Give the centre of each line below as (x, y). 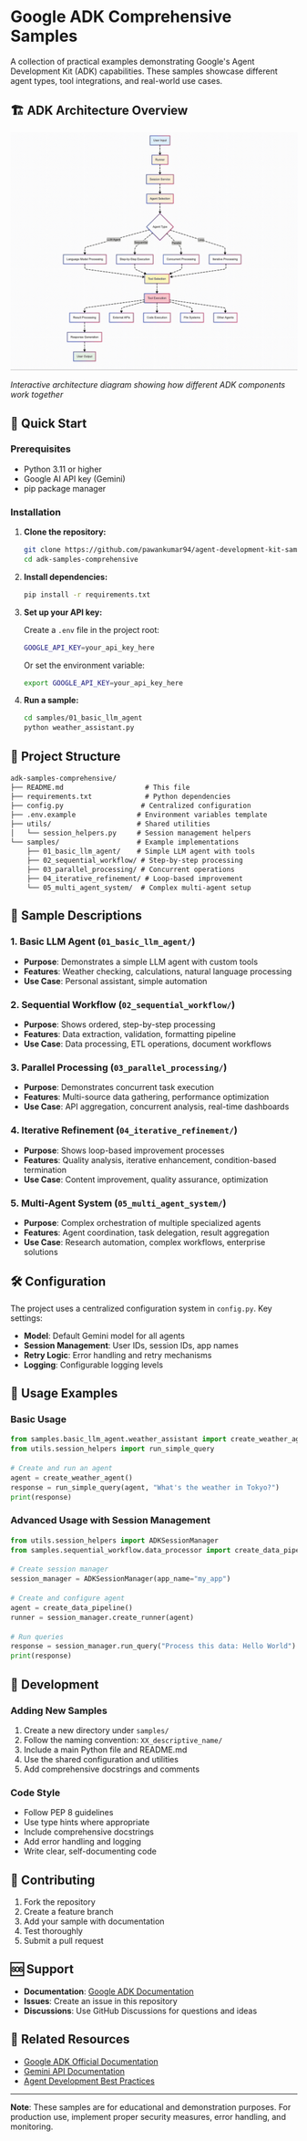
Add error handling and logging (82, 1842)
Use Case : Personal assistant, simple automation (115, 981)
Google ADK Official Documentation (91, 2061)
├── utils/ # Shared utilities (110, 824)
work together (37, 395)
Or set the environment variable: (84, 665)
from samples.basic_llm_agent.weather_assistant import (118, 1439)
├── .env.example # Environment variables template (139, 815)
